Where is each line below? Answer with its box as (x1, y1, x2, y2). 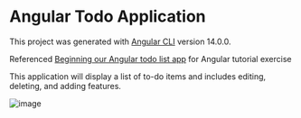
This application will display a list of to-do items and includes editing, (9, 70, 267, 82)
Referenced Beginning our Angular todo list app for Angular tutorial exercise (9, 53, 292, 64)
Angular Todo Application (9, 6, 206, 27)
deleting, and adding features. (9, 80, 122, 91)
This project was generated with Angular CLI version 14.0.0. (9, 36, 231, 47)
